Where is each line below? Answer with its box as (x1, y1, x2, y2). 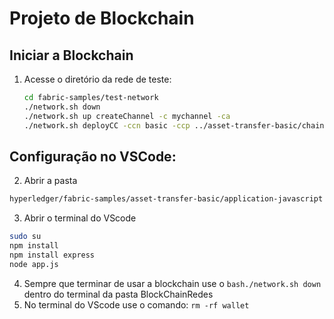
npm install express (9, 250, 96, 260)
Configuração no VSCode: (9, 148, 177, 165)
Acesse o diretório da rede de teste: (23, 73, 172, 85)
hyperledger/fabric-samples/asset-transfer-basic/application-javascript (9, 194, 324, 204)
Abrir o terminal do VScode (23, 212, 137, 224)
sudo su (9, 232, 42, 242)
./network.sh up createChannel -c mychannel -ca (23, 111, 231, 121)
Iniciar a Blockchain (9, 47, 134, 64)
